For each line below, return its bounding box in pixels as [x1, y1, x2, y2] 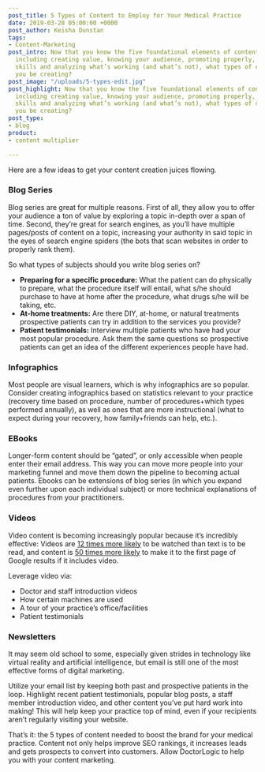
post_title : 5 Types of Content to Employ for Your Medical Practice [8, 11, 242, 20]
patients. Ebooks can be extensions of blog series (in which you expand [8, 476, 242, 485]
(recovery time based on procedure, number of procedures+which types [8, 396, 244, 407]
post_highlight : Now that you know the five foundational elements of [8, 84, 245, 93]
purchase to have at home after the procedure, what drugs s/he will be [19, 291, 249, 301]
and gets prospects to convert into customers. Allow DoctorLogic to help [8, 747, 244, 756]
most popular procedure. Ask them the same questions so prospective [19, 333, 249, 343]
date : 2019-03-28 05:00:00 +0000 [8, 19, 118, 27]
